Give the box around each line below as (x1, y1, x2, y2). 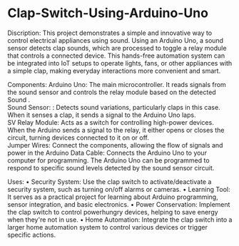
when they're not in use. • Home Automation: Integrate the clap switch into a (7, 215, 233, 224)
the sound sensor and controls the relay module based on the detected (7, 88, 216, 96)
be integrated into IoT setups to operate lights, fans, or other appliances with (7, 58, 233, 67)
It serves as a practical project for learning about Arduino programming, (7, 193, 219, 201)
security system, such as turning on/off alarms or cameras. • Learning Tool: (7, 185, 230, 193)
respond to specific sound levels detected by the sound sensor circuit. (7, 163, 215, 172)
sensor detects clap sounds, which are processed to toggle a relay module (7, 43, 227, 52)
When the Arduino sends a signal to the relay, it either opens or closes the (7, 125, 225, 134)
